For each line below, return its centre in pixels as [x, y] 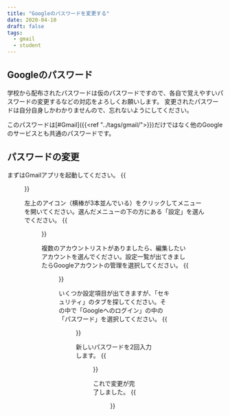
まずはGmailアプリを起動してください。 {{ [67, 175]
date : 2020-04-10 [32, 20]
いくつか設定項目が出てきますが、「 [108, 293]
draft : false [26, 26]
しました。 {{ [117, 392]
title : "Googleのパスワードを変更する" [58, 13]
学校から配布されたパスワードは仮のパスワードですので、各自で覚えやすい [112, 93]
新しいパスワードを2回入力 [114, 347]
